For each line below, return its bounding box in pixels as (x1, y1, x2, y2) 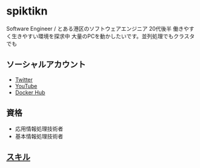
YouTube (15, 82, 38, 89)
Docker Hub (15, 89, 45, 96)
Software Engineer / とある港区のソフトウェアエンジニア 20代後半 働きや (6, 25, 190, 32)
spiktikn (6, 4, 48, 18)
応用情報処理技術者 (15, 125, 64, 132)
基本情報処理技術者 (15, 132, 64, 140)
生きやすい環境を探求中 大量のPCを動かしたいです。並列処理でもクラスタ (11, 32, 195, 40)
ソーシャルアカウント (6, 59, 86, 70)
